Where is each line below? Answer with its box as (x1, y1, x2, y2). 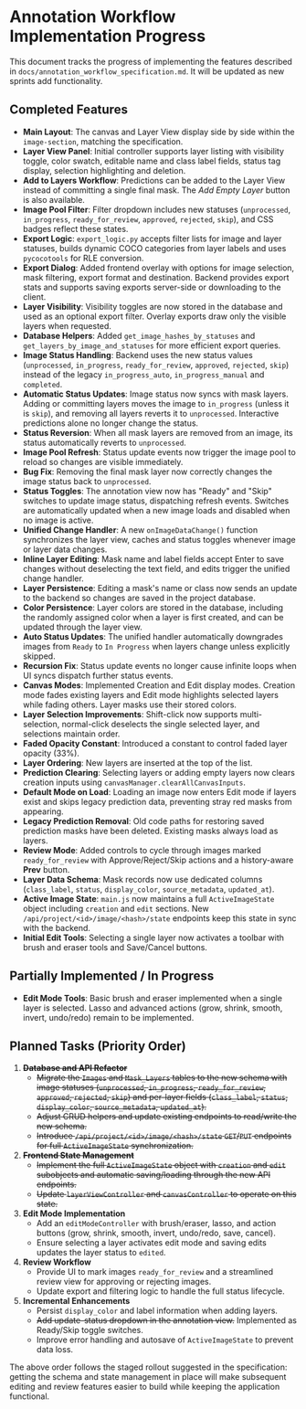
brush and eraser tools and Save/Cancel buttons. (22, 941, 208, 952)
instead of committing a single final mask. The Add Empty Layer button (22, 185, 290, 196)
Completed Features (9, 102, 128, 118)
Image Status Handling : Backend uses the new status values (22, 349, 253, 360)
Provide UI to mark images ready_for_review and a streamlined (36, 1266, 274, 1277)
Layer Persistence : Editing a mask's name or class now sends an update (22, 582, 298, 593)
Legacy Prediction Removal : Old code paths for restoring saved (22, 815, 265, 826)
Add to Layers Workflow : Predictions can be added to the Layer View (22, 175, 286, 185)
